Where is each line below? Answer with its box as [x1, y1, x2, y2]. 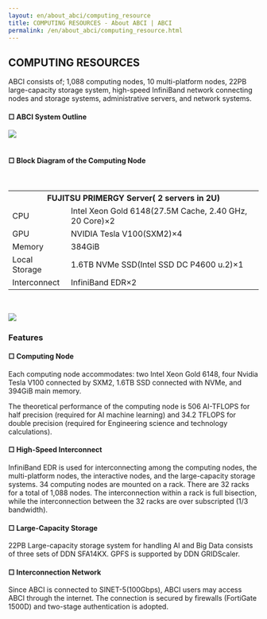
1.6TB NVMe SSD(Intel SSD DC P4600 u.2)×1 [71, 259, 244, 270]
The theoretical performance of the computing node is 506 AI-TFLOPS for [8, 401, 250, 411]
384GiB [71, 241, 100, 252]
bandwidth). [8, 505, 48, 514]
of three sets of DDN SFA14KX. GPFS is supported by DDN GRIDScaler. [8, 549, 241, 559]
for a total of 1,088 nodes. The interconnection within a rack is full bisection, [8, 488, 257, 497]
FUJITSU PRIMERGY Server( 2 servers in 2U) [46, 192, 221, 203]
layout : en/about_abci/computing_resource [8, 11, 151, 20]
